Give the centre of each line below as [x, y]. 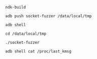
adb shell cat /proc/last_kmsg [38, 51]
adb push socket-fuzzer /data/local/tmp [49, 16]
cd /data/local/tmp [26, 34]
